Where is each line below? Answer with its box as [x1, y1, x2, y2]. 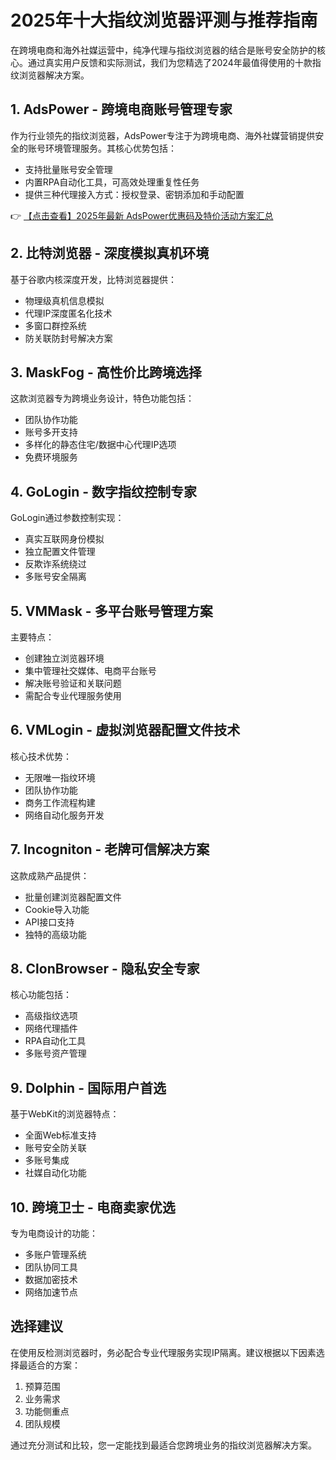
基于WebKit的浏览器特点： [10, 1108, 120, 1120]
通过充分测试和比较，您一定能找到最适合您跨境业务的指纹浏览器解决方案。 [10, 1439, 317, 1451]
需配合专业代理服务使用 [24, 690, 122, 701]
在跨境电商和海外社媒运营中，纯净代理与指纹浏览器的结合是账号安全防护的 [10, 44, 317, 56]
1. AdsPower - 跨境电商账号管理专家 [10, 101, 233, 118]
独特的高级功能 [24, 928, 87, 940]
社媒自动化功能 [24, 1167, 87, 1179]
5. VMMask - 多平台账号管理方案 [10, 602, 213, 620]
